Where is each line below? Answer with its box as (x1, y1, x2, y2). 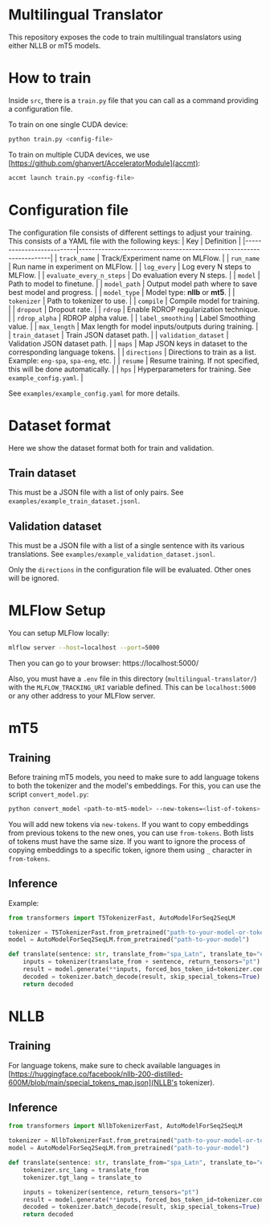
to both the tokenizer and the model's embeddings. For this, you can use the (8, 780, 261, 790)
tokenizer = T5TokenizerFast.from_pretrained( (8, 928, 167, 936)
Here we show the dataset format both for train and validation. (8, 443, 215, 453)
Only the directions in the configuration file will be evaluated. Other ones (8, 565, 252, 575)
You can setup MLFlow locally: (8, 629, 110, 638)
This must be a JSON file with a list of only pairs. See (8, 488, 184, 498)
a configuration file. (8, 104, 73, 113)
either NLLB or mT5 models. (8, 40, 101, 50)
